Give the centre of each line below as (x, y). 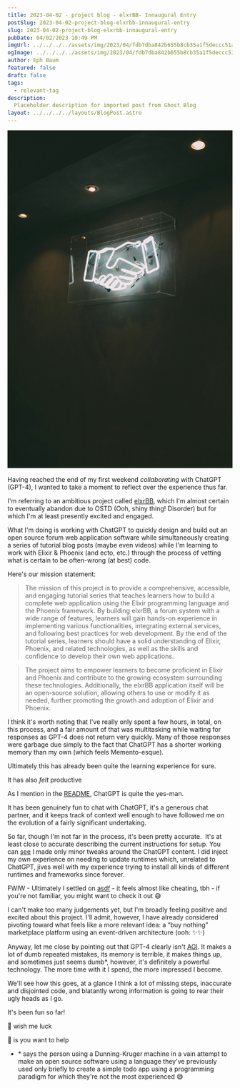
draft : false (27, 75)
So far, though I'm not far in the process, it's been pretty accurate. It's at (115, 836)
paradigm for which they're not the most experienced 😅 (100, 1076)
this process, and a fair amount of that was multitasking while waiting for (114, 729)
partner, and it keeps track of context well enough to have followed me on (116, 815)
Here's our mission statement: (52, 574)
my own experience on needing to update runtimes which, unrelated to (111, 859)
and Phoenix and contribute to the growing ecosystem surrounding (124, 678)
